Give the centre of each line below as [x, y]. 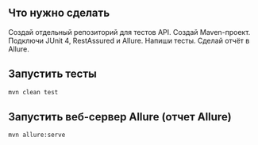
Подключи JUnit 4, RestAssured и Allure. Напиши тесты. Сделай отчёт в [129, 40]
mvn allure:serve [37, 135]
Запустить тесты [52, 74]
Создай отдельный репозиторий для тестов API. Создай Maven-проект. [129, 32]
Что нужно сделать [59, 13]
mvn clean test [33, 92]
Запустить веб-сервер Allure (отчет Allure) [120, 117]
